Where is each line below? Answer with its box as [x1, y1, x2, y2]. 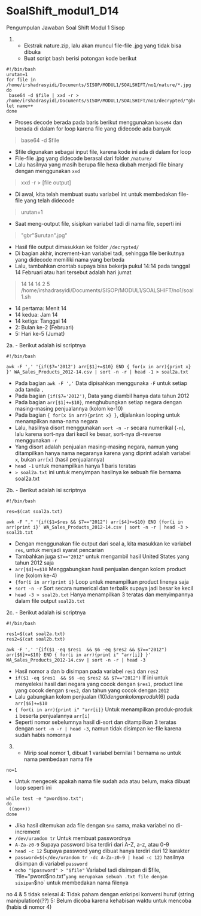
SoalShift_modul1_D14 [6, 4, 120, 18]
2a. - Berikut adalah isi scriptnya [6, 341, 86, 348]
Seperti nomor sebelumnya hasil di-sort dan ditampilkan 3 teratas [14, 718, 176, 726]
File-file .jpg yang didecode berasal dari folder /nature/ [14, 154, 153, 162]
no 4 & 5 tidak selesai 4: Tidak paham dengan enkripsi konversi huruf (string [6, 890, 194, 897]
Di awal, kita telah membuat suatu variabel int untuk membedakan [14, 190, 178, 198]
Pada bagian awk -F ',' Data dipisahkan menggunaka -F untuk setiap [14, 379, 187, 387]
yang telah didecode [23, 196, 75, 204]
